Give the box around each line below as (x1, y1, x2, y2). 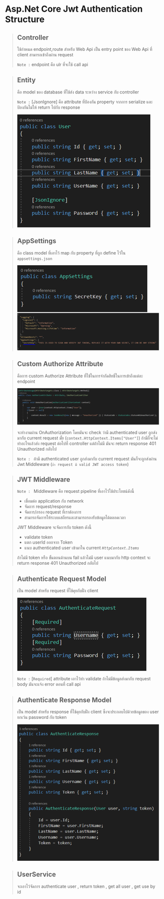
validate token (24, 534, 53, 540)
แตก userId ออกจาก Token (24, 539, 73, 545)
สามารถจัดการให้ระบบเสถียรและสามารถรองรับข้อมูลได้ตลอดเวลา (24, 515, 126, 521)
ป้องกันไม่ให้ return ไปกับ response (17, 104, 81, 110)
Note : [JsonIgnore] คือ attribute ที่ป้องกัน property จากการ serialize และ (17, 99, 153, 105)
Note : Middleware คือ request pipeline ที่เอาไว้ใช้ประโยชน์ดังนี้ (17, 488, 134, 494)
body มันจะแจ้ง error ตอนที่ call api (17, 681, 81, 687)
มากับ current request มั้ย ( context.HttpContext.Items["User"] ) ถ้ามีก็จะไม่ (17, 435, 158, 441)
